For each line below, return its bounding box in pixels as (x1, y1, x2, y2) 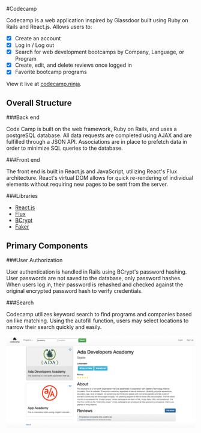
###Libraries (6, 192, 38, 200)
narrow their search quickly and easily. (6, 323, 102, 330)
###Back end (6, 114, 40, 121)
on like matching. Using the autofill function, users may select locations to (6, 317, 189, 324)
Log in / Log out (14, 41, 55, 49)
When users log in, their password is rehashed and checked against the (6, 281, 184, 288)
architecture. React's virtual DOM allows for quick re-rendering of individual (6, 174, 194, 182)
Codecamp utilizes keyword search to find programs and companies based (6, 310, 192, 318)
